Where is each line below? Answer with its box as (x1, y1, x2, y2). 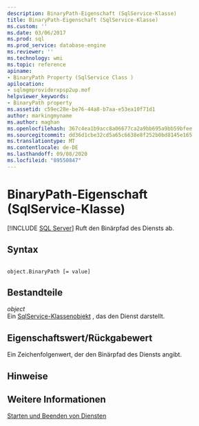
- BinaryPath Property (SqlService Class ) (7, 74, 134, 81)
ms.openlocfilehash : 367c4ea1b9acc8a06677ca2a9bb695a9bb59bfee (7, 125, 193, 132)
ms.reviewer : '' (7, 49, 54, 56)
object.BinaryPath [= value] (7, 268, 91, 275)
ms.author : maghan (7, 118, 60, 126)
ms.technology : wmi (7, 55, 63, 62)
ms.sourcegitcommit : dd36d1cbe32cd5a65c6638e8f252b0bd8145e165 (7, 131, 193, 138)
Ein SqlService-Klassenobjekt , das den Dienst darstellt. (7, 312, 165, 320)
